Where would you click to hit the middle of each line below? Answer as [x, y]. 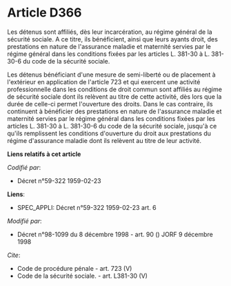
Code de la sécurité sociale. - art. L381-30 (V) [82, 276]
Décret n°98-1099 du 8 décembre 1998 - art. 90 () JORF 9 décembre [115, 234]
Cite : [14, 255]
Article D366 [44, 13]
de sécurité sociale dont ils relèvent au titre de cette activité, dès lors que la [114, 96]
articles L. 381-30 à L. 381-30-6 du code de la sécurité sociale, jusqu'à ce [112, 126]
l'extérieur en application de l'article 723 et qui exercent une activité [104, 82]
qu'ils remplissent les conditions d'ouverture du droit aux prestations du [109, 133]
